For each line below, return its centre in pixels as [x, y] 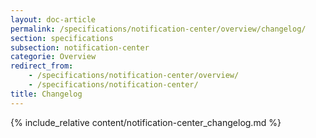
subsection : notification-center [80, 47]
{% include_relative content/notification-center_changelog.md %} [146, 122]
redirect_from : [42, 66]
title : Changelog [46, 94]
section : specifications [62, 38]
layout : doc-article [53, 19]
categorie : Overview [53, 57]
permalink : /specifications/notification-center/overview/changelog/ [158, 29]
